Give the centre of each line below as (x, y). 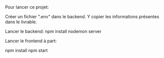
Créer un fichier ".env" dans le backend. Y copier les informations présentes (82, 16)
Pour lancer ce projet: (27, 7)
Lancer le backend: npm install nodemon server (53, 31)
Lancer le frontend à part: (31, 41)
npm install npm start (27, 50)
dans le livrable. (21, 22)
